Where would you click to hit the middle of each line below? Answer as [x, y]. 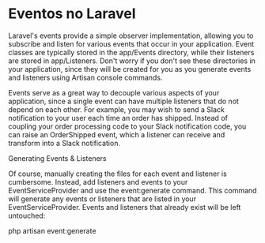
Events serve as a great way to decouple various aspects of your [114, 92]
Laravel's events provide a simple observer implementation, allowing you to [131, 36]
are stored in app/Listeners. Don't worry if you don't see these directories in [132, 61]
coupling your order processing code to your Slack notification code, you [127, 126]
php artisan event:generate [52, 230]
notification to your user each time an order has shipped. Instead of [118, 118]
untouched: [27, 215]
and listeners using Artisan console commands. [85, 77]
